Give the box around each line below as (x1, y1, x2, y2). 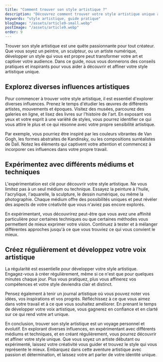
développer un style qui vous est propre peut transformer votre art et (5, 53, 143, 59)
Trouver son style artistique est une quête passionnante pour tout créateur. (5, 43, 155, 49)
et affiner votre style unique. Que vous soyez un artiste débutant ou (5, 336, 140, 342)
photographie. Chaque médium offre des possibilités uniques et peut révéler (5, 196, 158, 202)
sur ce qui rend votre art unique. (5, 312, 69, 317)
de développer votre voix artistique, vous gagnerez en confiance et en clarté (5, 306, 158, 312)
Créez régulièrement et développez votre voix (5, 246, 147, 254)
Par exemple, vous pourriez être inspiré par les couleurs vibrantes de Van (5, 131, 152, 136)
